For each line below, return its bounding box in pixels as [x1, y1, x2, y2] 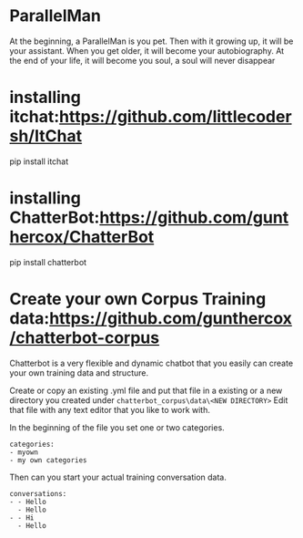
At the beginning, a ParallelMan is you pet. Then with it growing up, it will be [9, 36, 294, 47]
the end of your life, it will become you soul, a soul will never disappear [9, 55, 276, 66]
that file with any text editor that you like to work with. [9, 404, 211, 415]
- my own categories [9, 455, 88, 465]
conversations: [9, 489, 67, 498]
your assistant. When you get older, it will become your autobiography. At [9, 45, 285, 56]
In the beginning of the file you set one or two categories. [9, 421, 225, 433]
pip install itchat [9, 156, 69, 167]
